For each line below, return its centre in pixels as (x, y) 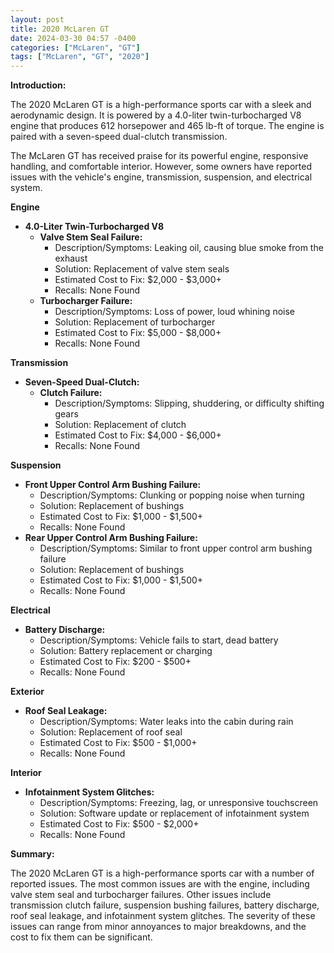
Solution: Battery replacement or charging (126, 651)
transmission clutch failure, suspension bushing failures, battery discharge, (165, 905)
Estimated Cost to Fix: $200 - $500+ (115, 662)
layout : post (37, 19)
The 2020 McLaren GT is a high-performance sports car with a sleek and (161, 105)
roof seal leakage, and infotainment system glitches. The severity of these (163, 916)
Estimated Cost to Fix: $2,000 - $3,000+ (138, 280)
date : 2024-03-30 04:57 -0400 (73, 38)
